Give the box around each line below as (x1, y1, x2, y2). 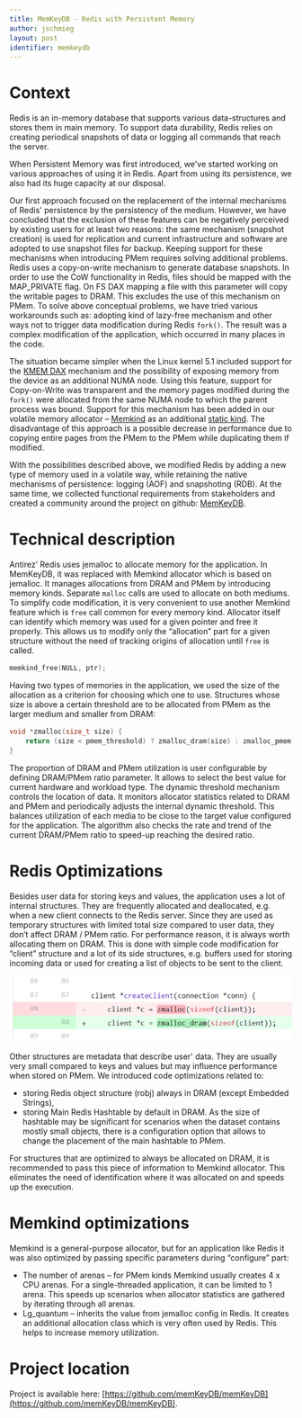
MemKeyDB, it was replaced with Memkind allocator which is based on (9, 569, 272, 579)
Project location (9, 1359, 130, 1379)
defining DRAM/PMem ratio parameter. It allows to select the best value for (9, 772, 287, 783)
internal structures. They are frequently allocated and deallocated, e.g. (9, 900, 271, 911)
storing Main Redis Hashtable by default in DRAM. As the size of (22, 1107, 261, 1117)
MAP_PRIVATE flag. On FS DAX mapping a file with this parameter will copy (9, 282, 288, 292)
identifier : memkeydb (9, 43, 91, 52)
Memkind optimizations (9, 1213, 191, 1234)
